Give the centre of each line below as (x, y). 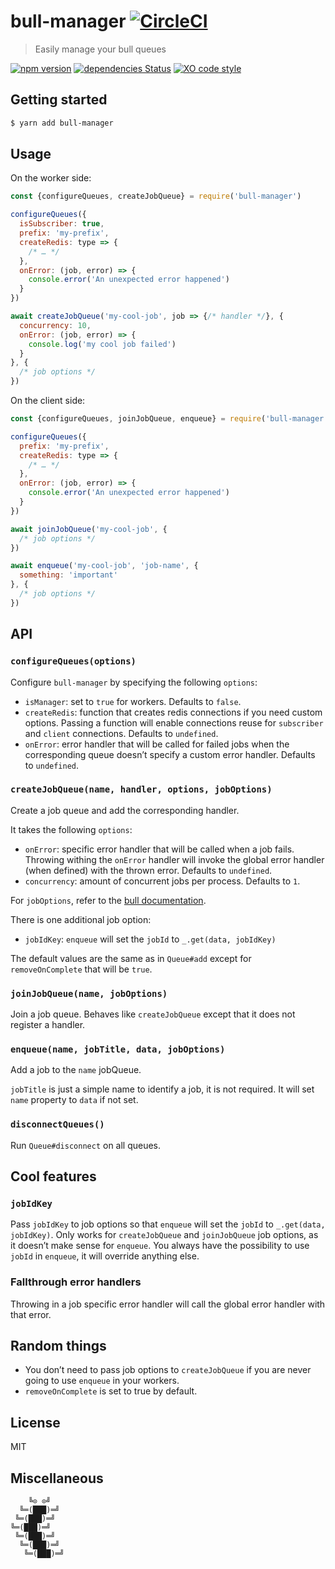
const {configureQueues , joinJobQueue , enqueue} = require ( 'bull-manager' (169, 419)
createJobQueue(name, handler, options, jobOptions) (141, 789)
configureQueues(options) (73, 661)
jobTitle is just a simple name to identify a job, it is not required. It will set (162, 1089)
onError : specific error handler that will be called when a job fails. (159, 849)
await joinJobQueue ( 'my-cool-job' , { (89, 529)
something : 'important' (68, 575)
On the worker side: (51, 178)
